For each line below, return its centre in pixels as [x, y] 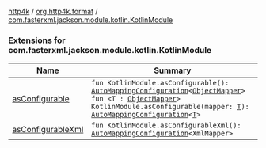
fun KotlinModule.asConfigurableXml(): [166, 125]
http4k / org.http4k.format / [53, 11]
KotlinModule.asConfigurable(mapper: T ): [170, 107]
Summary [173, 70]
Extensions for [37, 40]
